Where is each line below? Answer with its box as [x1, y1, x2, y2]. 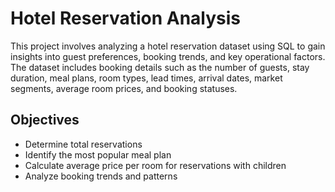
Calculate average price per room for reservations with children [24, 159, 287, 171]
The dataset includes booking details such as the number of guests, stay [10, 61, 310, 73]
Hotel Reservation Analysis [10, 7, 242, 30]
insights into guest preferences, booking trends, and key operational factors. [10, 50, 326, 62]
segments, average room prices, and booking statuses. [10, 82, 238, 94]
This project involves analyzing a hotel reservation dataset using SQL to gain [10, 40, 326, 52]
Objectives [10, 112, 80, 129]
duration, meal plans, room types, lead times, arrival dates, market [10, 72, 283, 84]
